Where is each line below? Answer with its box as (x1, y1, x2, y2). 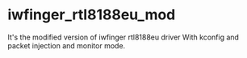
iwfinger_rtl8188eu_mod (7, 6, 176, 24)
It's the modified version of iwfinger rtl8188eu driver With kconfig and (7, 32, 240, 42)
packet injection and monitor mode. (7, 40, 126, 50)
